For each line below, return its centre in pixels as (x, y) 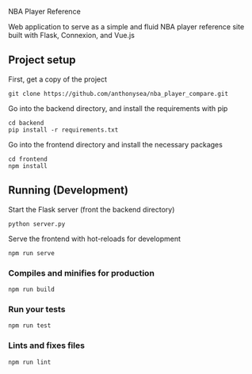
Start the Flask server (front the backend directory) (92, 209)
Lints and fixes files (47, 345)
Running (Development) (69, 191)
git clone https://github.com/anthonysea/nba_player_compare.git (118, 93)
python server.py (37, 224)
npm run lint (30, 362)
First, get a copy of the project (58, 79)
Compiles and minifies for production (81, 273)
